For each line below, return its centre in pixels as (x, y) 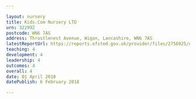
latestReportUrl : (27, 44)
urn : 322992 (20, 28)
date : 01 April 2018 (31, 77)
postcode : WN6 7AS (28, 33)
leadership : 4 (23, 60)
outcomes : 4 (20, 66)
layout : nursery (26, 16)
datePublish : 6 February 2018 (43, 82)
